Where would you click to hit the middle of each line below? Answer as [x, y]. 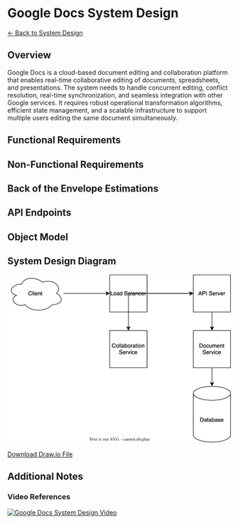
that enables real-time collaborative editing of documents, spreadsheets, [114, 80]
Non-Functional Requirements [76, 164]
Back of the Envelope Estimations [83, 188]
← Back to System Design [45, 33]
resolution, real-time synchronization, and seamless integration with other [115, 95]
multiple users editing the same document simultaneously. [93, 117]
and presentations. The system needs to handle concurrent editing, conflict [118, 88]
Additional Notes [45, 477]
